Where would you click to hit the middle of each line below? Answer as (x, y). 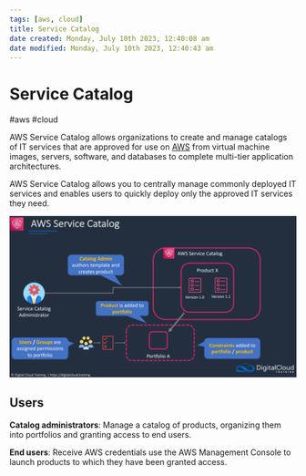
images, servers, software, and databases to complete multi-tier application (152, 157)
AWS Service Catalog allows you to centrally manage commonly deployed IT (153, 184)
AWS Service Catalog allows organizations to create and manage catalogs (148, 138)
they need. (30, 203)
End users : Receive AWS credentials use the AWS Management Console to (150, 452)
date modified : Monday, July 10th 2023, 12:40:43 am (112, 48)
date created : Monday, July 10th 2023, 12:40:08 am (109, 38)
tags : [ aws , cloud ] (46, 19)
